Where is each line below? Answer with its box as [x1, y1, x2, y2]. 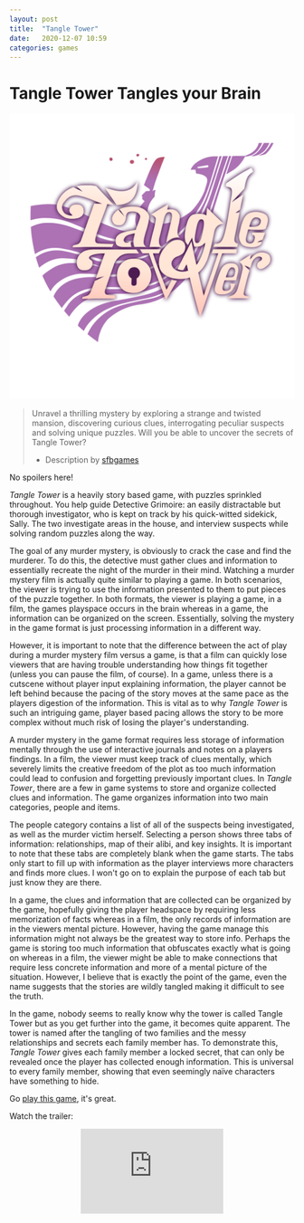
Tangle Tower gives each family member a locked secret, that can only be [9, 1046, 285, 1058]
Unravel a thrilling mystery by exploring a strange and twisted [31, 408, 261, 419]
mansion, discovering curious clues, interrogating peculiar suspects [31, 417, 285, 429]
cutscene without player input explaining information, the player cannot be [9, 679, 287, 690]
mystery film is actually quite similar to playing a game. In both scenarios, [9, 575, 283, 586]
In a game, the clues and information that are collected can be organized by [9, 894, 291, 905]
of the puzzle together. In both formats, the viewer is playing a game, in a [9, 594, 282, 605]
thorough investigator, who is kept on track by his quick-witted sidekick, [9, 509, 278, 520]
